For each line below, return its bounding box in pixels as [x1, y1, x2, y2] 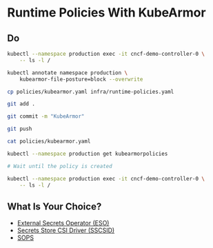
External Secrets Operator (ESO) [17, 219, 110, 227]
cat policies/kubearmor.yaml [7, 138, 91, 145]
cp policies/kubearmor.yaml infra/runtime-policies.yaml [7, 88, 174, 95]
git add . [7, 101, 36, 107]
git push [7, 125, 32, 132]
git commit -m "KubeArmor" [7, 113, 85, 120]
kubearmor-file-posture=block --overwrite [19, 76, 143, 83]
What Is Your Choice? [7, 200, 102, 212]
